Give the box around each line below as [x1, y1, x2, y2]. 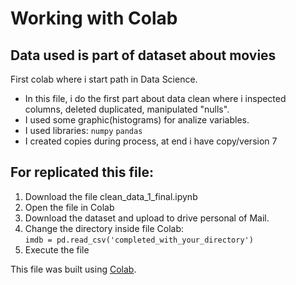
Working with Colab [10, 7, 178, 30]
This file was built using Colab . [10, 263, 137, 275]
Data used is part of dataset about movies [10, 47, 277, 64]
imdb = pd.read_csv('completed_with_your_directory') [24, 235, 254, 245]
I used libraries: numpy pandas [24, 125, 143, 136]
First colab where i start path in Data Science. [10, 73, 198, 85]
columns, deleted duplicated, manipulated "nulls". [24, 103, 230, 115]
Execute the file [24, 243, 90, 256]
